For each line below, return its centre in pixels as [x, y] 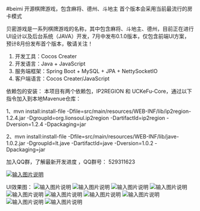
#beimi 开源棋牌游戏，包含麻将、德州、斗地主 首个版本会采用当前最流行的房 [99, 9]
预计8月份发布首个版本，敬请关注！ [50, 44]
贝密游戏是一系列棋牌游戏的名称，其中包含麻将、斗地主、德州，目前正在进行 [100, 29]
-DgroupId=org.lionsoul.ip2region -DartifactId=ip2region [96, 118]
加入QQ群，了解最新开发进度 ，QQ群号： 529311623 [71, 162]
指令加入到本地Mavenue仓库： [44, 99]
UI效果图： [19, 187]
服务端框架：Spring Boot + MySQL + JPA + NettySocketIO [86, 71]
